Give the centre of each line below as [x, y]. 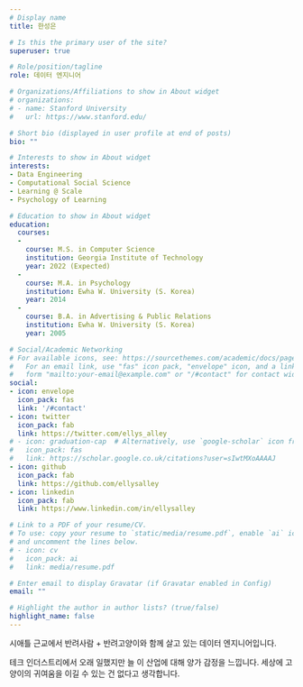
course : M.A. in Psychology [78, 283]
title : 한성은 [33, 26]
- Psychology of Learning [58, 199]
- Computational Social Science [70, 183]
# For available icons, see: [64, 358]
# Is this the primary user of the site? [88, 42]
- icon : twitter [40, 417]
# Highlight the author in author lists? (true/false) [115, 608]
